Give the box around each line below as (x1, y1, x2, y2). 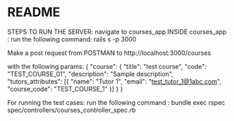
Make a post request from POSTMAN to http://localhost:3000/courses (7, 49, 211, 57)
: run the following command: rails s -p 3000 (7, 34, 137, 43)
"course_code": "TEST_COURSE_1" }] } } (7, 84, 123, 93)
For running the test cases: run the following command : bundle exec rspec (7, 98, 226, 106)
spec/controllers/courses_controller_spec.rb (7, 106, 136, 114)
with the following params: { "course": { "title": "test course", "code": (7, 62, 207, 70)
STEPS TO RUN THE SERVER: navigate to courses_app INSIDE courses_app (7, 27, 227, 36)
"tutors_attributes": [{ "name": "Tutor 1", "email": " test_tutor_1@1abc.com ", (7, 77, 222, 85)
